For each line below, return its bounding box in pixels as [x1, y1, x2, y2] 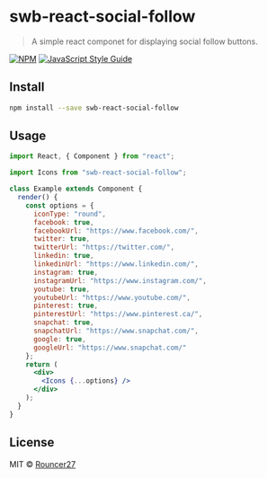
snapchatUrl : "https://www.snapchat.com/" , [32, 326, 200, 336]
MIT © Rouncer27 [9, 458, 76, 469]
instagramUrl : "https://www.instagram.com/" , [32, 276, 207, 285]
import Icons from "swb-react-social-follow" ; [9, 168, 187, 177]
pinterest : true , [32, 301, 99, 311]
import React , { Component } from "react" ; [9, 152, 175, 161]
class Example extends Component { [9, 184, 143, 194]
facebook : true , [32, 217, 94, 226]
